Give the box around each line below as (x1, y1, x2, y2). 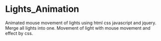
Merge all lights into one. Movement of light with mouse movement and (5, 25, 151, 31)
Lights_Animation (5, 3, 80, 15)
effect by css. (5, 30, 33, 36)
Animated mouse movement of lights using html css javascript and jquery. (5, 20, 157, 26)
